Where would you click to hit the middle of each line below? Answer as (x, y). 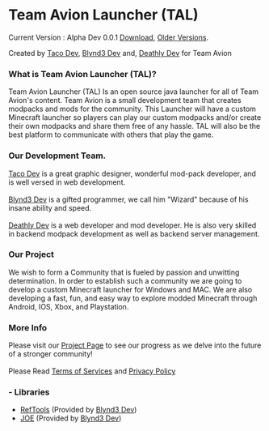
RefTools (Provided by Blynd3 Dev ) (78, 410)
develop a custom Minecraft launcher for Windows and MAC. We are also (130, 289)
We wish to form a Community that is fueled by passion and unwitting (124, 272)
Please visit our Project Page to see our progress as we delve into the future (135, 345)
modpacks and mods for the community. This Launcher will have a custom (132, 109)
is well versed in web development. (67, 182)
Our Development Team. (57, 156)
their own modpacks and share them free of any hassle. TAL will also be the (134, 126)
